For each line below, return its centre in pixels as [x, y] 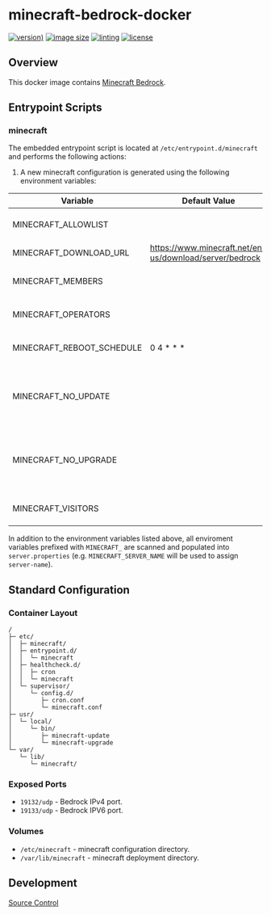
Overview [33, 63]
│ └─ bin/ [32, 729]
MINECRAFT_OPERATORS [61, 314]
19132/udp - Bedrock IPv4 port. [71, 802]
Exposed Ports [38, 784]
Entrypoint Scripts [55, 108]
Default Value [208, 201]
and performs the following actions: [67, 157]
